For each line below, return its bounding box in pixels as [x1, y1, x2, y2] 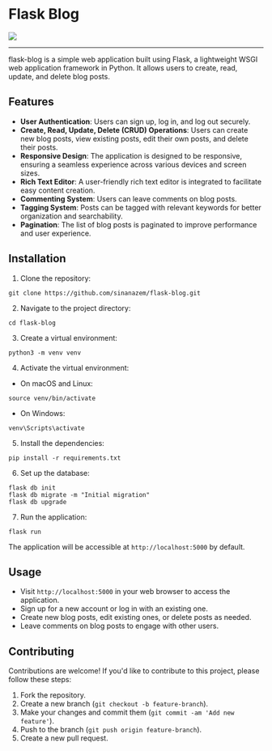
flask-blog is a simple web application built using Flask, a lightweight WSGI [8, 54, 258, 64]
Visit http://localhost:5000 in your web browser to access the [19, 587, 231, 596]
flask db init [8, 483, 57, 492]
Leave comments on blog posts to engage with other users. [19, 621, 219, 631]
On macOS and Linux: [19, 378, 93, 388]
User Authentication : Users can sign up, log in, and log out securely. [19, 117, 251, 126]
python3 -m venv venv [8, 349, 82, 357]
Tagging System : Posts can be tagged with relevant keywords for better [19, 202, 261, 212]
